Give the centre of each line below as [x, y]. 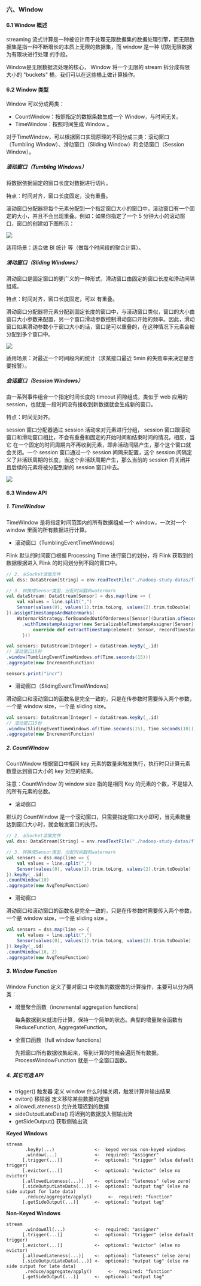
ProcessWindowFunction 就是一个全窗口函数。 [72, 1060]
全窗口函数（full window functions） [60, 1040]
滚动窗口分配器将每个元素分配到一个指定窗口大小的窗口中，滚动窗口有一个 [98, 209]
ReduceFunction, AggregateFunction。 [63, 1027]
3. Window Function [32, 971]
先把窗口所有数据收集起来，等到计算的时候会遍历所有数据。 [88, 1053]
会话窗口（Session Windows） [45, 380]
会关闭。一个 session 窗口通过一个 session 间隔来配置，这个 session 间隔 [97, 452]
